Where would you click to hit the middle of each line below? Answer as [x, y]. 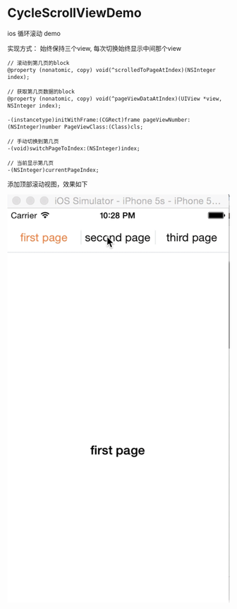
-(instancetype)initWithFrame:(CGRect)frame [74, 120]
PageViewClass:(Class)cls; [103, 127]
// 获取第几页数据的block [41, 92]
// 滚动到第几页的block [38, 63]
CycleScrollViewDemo [75, 13]
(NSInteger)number [34, 127]
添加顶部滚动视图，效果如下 [48, 184]
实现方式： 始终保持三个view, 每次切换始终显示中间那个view [95, 48]
